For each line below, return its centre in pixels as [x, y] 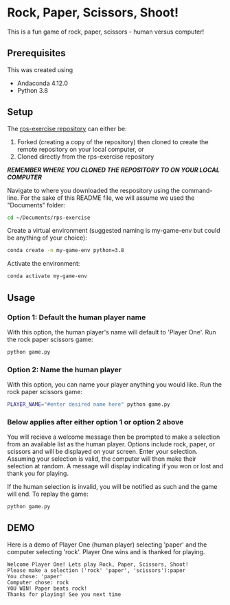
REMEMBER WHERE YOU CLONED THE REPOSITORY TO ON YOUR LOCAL [113, 170]
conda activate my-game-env [47, 276]
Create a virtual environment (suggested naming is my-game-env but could [114, 231]
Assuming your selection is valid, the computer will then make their [102, 459]
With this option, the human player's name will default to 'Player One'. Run [112, 332]
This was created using [40, 69]
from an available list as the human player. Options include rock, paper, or [111, 444]
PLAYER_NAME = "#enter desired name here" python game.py [89, 404]
